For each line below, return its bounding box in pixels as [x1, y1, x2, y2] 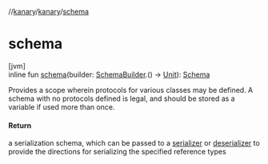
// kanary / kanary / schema [8, 7, 90, 16]
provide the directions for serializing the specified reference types [8, 147, 226, 157]
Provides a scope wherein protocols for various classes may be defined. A [8, 85, 254, 94]
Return [8, 120, 32, 130]
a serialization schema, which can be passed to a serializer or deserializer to [8, 138, 260, 148]
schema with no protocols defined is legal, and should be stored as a [8, 94, 235, 103]
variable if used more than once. [8, 102, 115, 111]
